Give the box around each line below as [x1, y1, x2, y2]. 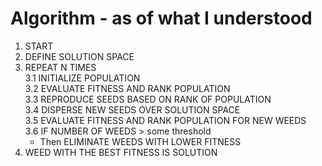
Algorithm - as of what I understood [10, 7, 313, 30]
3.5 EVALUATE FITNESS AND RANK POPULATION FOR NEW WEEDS [24, 114, 307, 126]
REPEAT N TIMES [24, 61, 97, 73]
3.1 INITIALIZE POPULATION [24, 72, 141, 84]
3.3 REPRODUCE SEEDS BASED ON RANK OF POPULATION [24, 93, 272, 105]
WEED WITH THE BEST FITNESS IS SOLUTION [24, 146, 218, 158]
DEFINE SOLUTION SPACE [24, 50, 135, 62]
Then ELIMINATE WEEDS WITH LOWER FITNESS [39, 135, 242, 147]
